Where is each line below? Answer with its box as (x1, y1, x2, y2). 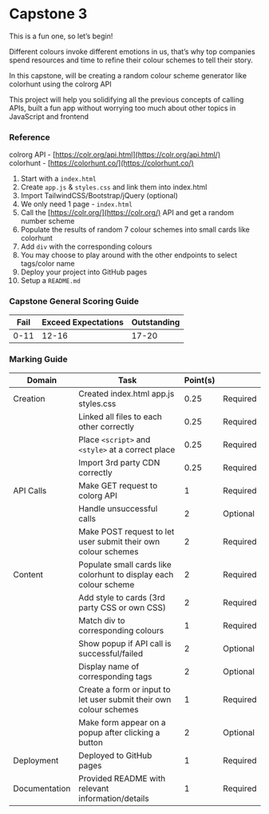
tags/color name (20, 259, 75, 269)
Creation (13, 393, 46, 404)
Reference (9, 131, 50, 142)
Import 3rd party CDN (78, 457, 160, 468)
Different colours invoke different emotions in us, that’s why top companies (9, 46, 255, 56)
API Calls (13, 485, 47, 496)
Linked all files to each (78, 411, 163, 422)
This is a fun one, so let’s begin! (9, 31, 113, 41)
